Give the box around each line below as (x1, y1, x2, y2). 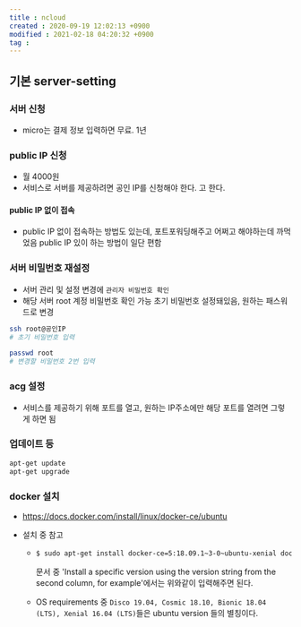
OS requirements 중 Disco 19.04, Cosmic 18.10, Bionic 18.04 (35, 597, 267, 607)
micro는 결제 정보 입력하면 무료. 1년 (21, 125, 147, 135)
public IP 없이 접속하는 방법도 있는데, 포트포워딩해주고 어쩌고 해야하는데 (21, 226, 275, 237)
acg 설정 (9, 380, 46, 392)
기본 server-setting (9, 73, 116, 89)
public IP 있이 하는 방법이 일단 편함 (39, 237, 162, 248)
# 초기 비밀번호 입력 (9, 332, 75, 341)
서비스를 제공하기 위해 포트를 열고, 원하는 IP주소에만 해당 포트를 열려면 (21, 402, 269, 413)
